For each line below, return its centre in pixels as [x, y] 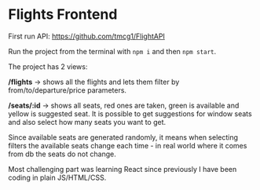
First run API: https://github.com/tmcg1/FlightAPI [86, 36]
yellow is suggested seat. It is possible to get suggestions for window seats [130, 113]
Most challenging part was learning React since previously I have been [123, 169]
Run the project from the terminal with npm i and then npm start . [112, 51]
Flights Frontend [63, 15]
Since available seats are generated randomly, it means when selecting [123, 137]
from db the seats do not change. [62, 154]
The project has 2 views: [48, 66]
